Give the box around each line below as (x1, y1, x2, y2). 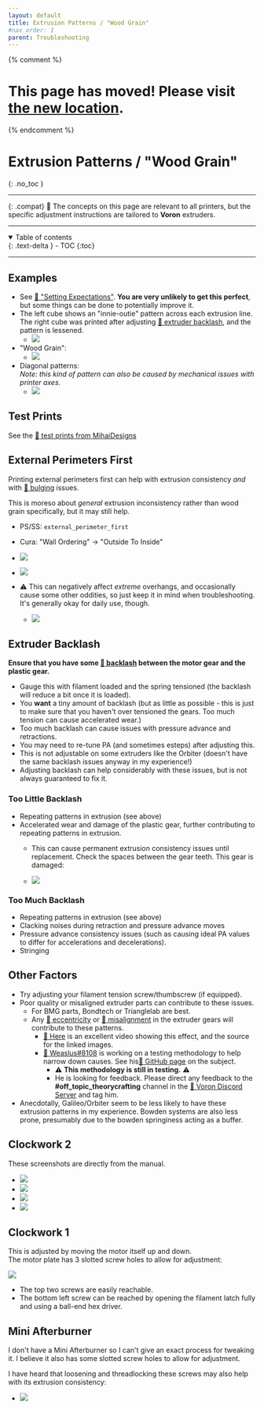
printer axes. (19, 377, 61, 386)
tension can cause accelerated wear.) (19, 716, 141, 725)
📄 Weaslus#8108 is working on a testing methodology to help (42, 1048, 241, 1057)
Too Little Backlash (8, 793, 82, 804)
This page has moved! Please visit (8, 83, 236, 101)
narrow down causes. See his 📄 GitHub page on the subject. (42, 1056, 236, 1066)
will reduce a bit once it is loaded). (19, 690, 131, 700)
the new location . (8, 99, 124, 117)
